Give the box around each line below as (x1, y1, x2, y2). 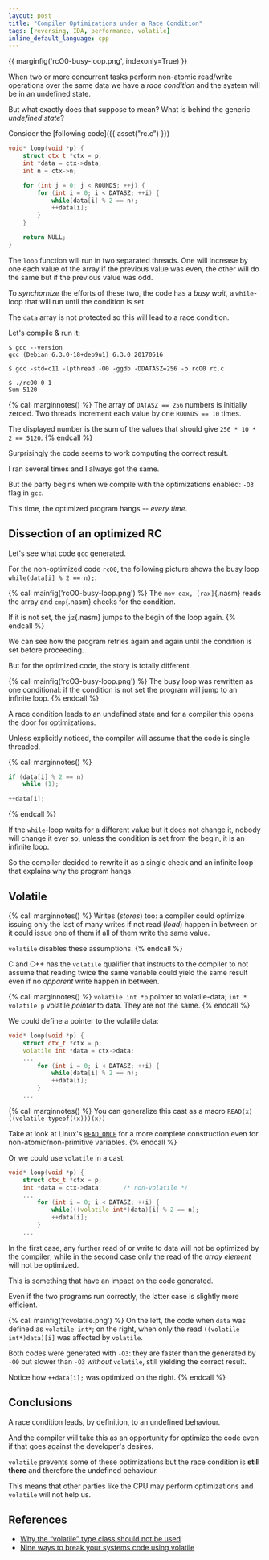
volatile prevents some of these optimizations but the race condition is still (8, 1457, 260, 1467)
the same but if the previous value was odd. (8, 272, 153, 282)
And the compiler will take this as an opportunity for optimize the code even (8, 1433, 259, 1442)
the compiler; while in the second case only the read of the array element (8, 1252, 251, 1261)
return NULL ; (22, 234, 67, 242)
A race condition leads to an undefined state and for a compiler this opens (8, 709, 255, 718)
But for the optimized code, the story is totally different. (8, 660, 191, 670)
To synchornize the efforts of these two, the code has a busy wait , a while (8, 288, 255, 298)
